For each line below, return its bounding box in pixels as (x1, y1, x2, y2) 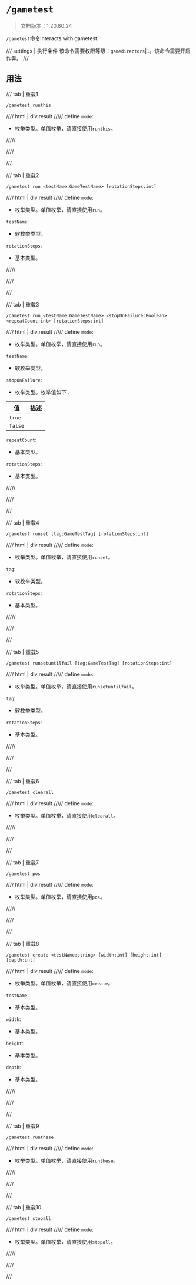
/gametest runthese (6, 1134, 54, 1140)
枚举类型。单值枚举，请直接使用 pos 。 (14, 893, 106, 900)
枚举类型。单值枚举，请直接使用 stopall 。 (14, 1238, 116, 1245)
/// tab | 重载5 (6, 648, 39, 655)
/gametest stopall (6, 1215, 51, 1221)
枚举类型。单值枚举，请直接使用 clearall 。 (14, 812, 119, 819)
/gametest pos (6, 870, 41, 877)
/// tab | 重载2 (6, 171, 39, 178)
